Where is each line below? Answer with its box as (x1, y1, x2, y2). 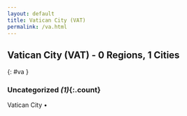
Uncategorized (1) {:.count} (7, 85, 102, 95)
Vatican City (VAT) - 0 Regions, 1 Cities (7, 49, 180, 61)
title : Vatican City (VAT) (7, 17, 86, 24)
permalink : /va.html (7, 23, 68, 30)
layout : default (7, 10, 55, 17)
